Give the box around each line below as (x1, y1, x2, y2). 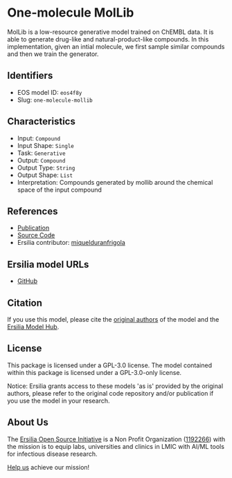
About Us (7, 416, 48, 428)
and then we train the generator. (7, 50, 99, 58)
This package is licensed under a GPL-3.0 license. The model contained (7, 361, 213, 369)
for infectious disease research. (7, 450, 98, 458)
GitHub (17, 277, 38, 285)
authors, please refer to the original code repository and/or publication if (7, 389, 214, 397)
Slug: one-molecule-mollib (17, 95, 93, 104)
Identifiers (7, 70, 53, 82)
